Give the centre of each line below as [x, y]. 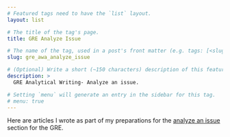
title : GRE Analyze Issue [44, 38]
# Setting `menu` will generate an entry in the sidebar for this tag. [111, 95]
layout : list [26, 20]
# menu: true [26, 101]
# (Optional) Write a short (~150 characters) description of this [105, 70]
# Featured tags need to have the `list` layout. [79, 13]
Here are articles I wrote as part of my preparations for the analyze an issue [114, 121]
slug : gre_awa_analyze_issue [49, 58]
